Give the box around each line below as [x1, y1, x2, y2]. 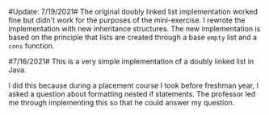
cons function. [8, 41, 55, 51]
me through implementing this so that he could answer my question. [8, 98, 235, 107]
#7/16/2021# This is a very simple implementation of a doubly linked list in [8, 56, 254, 66]
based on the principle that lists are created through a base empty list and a [8, 32, 257, 42]
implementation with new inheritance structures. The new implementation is [8, 24, 261, 33]
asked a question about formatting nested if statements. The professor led [8, 89, 256, 99]
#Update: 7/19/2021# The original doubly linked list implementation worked [8, 7, 258, 16]
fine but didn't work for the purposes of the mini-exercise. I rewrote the [8, 15, 246, 25]
